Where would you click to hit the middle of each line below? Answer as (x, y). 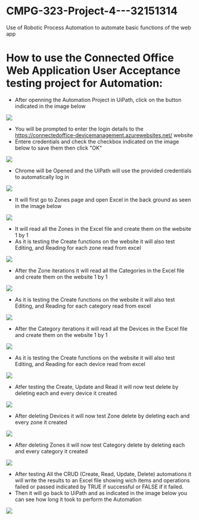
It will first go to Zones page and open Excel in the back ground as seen (103, 199)
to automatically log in (42, 177)
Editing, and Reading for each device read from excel (80, 364)
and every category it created (51, 451)
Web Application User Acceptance (93, 71)
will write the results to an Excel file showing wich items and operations (102, 480)
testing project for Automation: (84, 83)
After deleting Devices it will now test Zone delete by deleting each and (102, 416)
